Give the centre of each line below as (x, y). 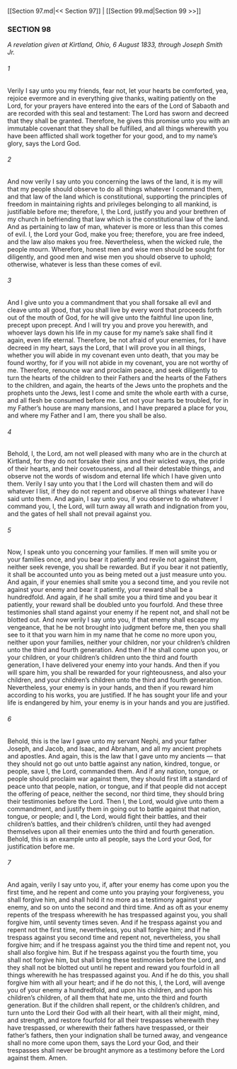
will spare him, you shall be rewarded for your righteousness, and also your (117, 673)
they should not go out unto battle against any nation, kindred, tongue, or (114, 763)
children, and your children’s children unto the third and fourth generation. (115, 680)
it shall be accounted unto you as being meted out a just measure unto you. (117, 575)
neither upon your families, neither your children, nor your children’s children (119, 642)
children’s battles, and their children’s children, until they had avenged (109, 824)
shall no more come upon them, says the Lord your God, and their (103, 1043)
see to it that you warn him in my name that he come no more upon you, (112, 635)
